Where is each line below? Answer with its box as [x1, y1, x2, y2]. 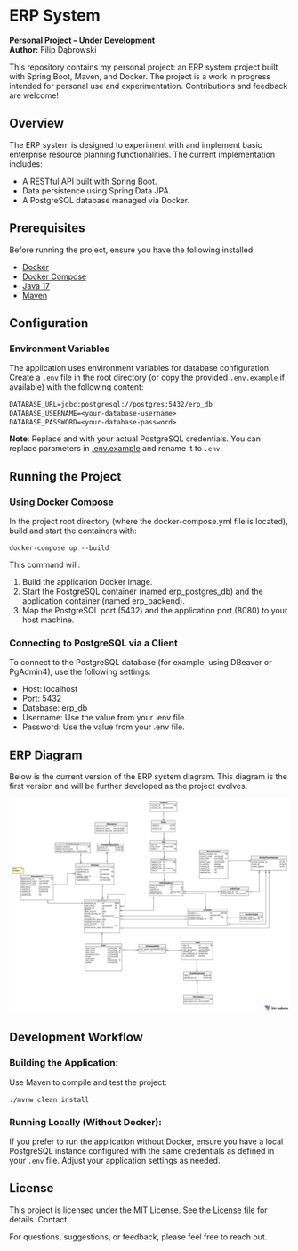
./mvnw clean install [9, 1095, 90, 1104]
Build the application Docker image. [21, 576, 153, 587]
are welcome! [9, 90, 60, 101]
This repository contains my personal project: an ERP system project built [9, 62, 278, 72]
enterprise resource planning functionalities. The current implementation [9, 149, 276, 160]
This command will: [9, 559, 81, 570]
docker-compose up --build [9, 543, 109, 553]
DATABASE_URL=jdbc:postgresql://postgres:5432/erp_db [9, 400, 213, 409]
